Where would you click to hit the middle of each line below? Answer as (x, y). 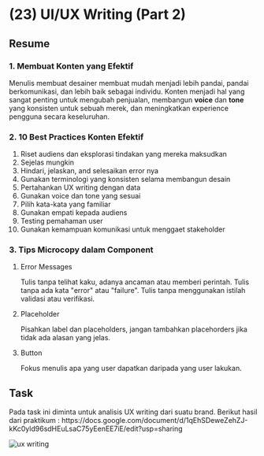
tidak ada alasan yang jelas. (65, 338)
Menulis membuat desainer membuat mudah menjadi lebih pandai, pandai (129, 83)
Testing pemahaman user (61, 221)
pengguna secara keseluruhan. (59, 117)
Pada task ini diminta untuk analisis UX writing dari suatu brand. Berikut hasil (133, 412)
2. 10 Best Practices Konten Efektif (76, 137)
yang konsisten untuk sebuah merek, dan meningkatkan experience (119, 108)
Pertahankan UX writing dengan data (80, 187)
